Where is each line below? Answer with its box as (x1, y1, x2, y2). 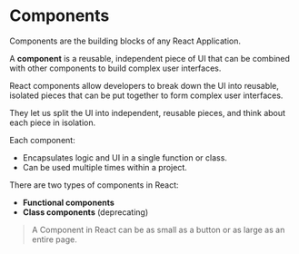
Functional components (22, 197, 115, 208)
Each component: (9, 134, 75, 145)
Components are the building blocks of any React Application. (9, 35, 242, 46)
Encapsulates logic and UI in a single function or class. (22, 151, 227, 163)
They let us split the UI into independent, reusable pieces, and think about (9, 107, 286, 118)
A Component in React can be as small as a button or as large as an (31, 224, 285, 235)
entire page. (31, 233, 77, 245)
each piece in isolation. (9, 117, 96, 128)
